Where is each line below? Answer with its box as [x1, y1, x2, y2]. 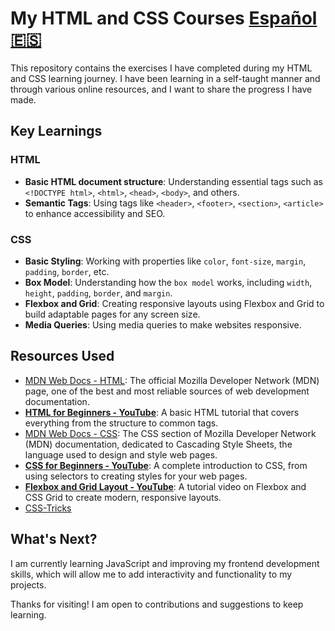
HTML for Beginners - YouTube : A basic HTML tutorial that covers [24, 406, 300, 418]
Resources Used [10, 348, 115, 365]
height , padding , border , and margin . [24, 287, 173, 299]
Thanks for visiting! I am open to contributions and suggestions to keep [10, 598, 304, 610]
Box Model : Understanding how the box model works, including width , [24, 276, 313, 288]
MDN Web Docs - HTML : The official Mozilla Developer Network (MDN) [24, 374, 320, 386]
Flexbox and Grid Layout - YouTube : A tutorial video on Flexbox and [24, 480, 307, 492]
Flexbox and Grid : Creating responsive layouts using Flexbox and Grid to [24, 297, 325, 309]
